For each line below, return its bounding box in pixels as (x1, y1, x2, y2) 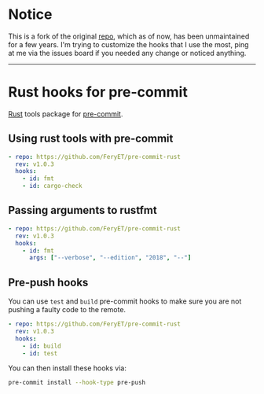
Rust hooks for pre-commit (8, 83, 189, 101)
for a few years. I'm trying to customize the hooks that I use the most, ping (8, 39, 249, 49)
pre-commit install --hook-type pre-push (8, 379, 146, 387)
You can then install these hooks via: (8, 363, 127, 373)
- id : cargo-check (22, 182, 82, 190)
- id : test (22, 349, 58, 357)
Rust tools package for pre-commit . (8, 109, 123, 119)
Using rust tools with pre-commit (8, 132, 174, 145)
